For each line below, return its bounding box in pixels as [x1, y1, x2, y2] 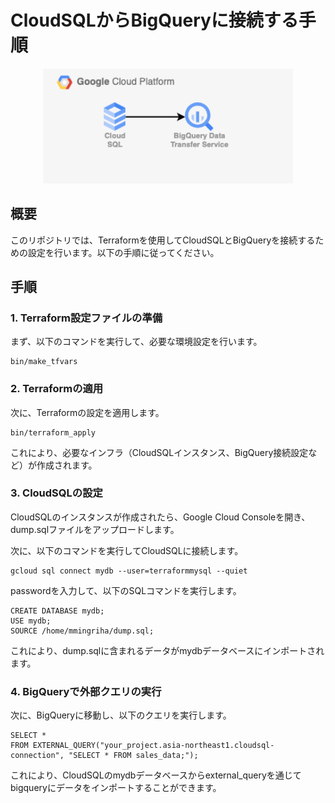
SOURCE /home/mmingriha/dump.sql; [10, 626, 155, 636]
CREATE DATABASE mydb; [10, 606, 105, 616]
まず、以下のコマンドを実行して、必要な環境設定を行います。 [10, 336, 263, 348]
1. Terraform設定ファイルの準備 [10, 311, 163, 325]
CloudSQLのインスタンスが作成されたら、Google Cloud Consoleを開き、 [10, 511, 311, 523]
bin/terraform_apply [10, 427, 97, 438]
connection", [10, 751, 65, 761]
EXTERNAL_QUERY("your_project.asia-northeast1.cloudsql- [32, 741, 275, 751]
